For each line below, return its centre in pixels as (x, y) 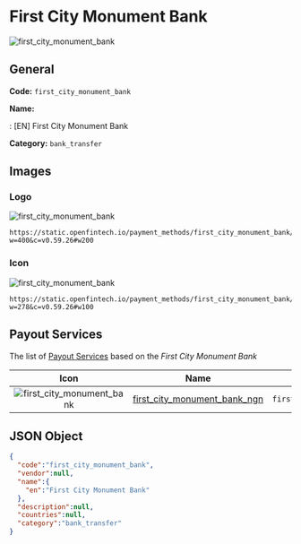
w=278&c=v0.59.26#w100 (52, 307)
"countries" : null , (52, 515)
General (32, 69)
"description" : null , (56, 507)
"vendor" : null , (46, 474)
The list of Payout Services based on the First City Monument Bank (133, 356)
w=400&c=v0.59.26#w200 (52, 241)
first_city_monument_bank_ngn (198, 399)
